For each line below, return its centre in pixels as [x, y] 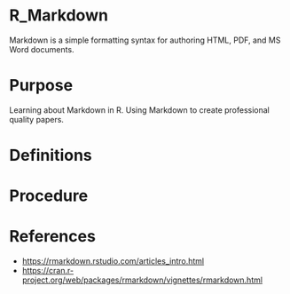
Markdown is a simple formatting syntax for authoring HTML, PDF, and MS [145, 40]
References [52, 237]
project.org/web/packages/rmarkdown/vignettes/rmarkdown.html [142, 280]
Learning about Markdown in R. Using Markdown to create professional [140, 110]
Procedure [49, 196]
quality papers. [37, 119]
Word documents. [42, 49]
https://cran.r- [47, 271]
